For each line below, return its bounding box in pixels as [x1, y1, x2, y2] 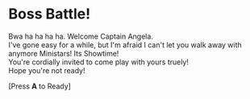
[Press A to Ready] [8, 81, 71, 91]
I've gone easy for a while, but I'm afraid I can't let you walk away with [8, 39, 242, 49]
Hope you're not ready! [8, 65, 85, 75]
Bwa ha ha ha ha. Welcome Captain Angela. [8, 31, 153, 41]
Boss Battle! [8, 5, 91, 23]
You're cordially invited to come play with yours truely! [8, 57, 190, 67]
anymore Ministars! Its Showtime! [8, 48, 119, 58]
